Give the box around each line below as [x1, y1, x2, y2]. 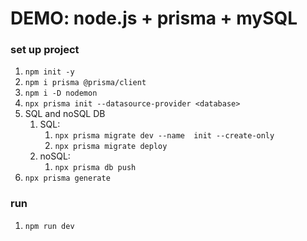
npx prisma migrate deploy [54, 142, 168, 152]
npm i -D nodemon [24, 88, 98, 99]
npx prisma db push [54, 163, 137, 173]
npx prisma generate [24, 173, 111, 184]
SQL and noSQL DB [24, 108, 106, 120]
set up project [10, 43, 80, 57]
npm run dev [24, 221, 75, 231]
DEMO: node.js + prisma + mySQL [10, 7, 298, 30]
